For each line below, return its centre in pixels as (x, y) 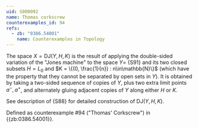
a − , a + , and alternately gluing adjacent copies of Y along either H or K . (92, 89)
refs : (13, 28)
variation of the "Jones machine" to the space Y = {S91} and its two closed (97, 62)
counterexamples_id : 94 (36, 23)
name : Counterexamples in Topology (61, 39)
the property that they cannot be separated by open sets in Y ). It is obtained (99, 76)
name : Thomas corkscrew (36, 17)
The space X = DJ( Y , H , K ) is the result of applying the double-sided (89, 56)
